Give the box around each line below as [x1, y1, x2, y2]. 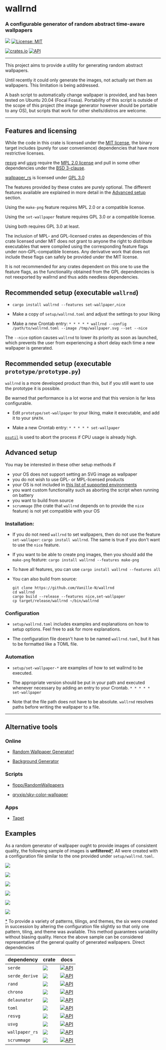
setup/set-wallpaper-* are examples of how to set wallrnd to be [12, 665, 143, 671]
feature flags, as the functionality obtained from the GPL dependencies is [5, 269, 155, 275]
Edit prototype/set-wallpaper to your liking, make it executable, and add [12, 409, 160, 415]
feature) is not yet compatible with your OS [12, 508, 100, 514]
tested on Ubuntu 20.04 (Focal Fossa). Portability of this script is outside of [5, 97, 158, 103]
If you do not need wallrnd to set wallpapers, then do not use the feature [12, 531, 161, 537]
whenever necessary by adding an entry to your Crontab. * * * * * [12, 685, 150, 690]
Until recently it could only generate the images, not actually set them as [5, 77, 153, 83]
